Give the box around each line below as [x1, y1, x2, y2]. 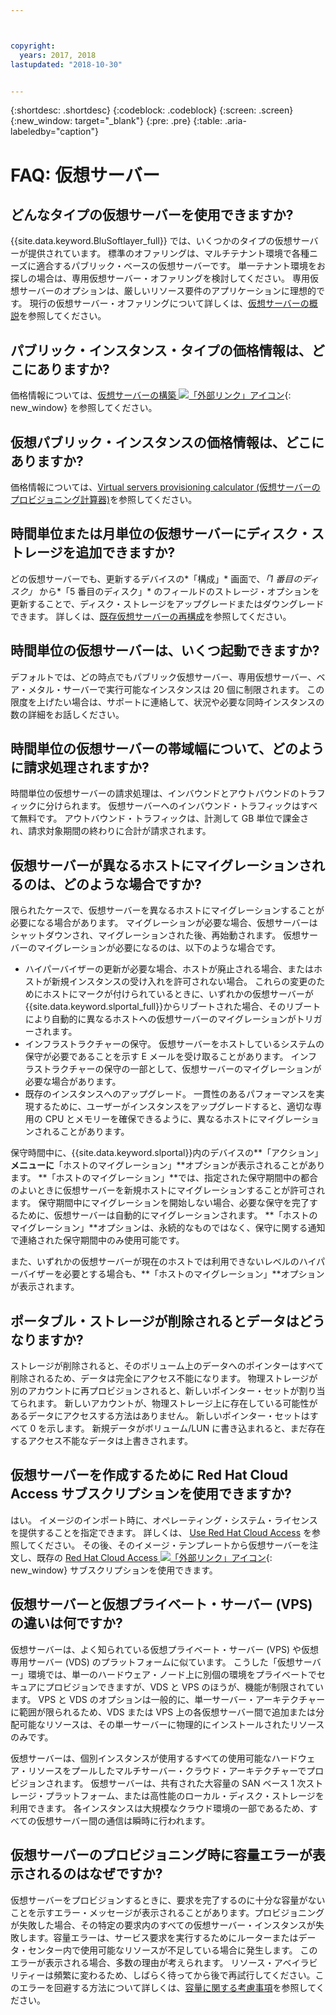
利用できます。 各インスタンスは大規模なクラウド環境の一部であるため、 [10, 1802, 310, 1814]
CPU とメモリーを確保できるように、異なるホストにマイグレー [44, 1113, 302, 1125]
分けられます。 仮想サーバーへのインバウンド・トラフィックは [44, 800, 302, 812]
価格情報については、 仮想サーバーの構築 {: [10, 389, 292, 401]
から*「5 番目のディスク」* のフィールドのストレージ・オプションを [38, 585, 320, 597]
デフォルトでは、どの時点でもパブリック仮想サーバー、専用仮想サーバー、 [10, 671, 317, 683]
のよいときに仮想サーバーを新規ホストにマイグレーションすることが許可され [10, 1184, 326, 1196]
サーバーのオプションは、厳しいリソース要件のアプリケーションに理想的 [18, 285, 317, 297]
